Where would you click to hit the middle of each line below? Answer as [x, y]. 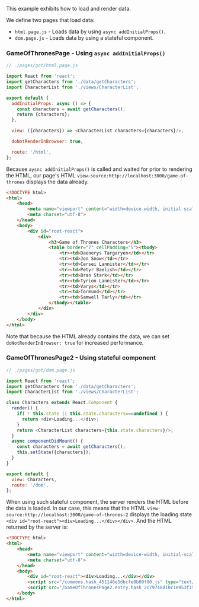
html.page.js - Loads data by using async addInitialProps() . [90, 31]
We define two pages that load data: [50, 20]
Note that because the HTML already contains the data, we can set [88, 336]
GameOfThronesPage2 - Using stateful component [81, 358]
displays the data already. [57, 182]
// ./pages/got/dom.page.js [41, 370]
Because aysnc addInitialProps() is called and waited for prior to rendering [99, 169]
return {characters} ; [43, 115]
